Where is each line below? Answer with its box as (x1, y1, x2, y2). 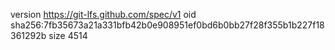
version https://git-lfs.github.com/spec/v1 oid (10, 9, 197, 20)
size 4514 (48, 30, 88, 41)
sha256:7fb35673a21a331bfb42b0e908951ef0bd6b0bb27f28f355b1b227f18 (10, 19, 325, 31)
